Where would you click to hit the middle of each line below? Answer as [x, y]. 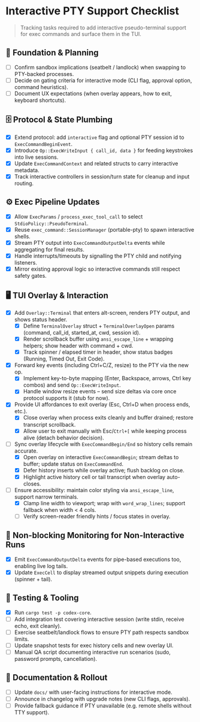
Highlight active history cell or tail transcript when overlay [94, 477]
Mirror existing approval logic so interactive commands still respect [97, 269]
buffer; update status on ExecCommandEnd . [73, 464]
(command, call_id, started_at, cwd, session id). [82, 333]
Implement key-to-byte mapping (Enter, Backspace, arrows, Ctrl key [107, 378]
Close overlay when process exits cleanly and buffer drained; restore [108, 418]
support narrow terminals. [46, 497]
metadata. [27, 170]
